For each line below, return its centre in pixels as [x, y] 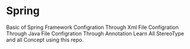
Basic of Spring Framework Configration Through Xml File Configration [92, 27]
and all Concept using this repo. [45, 40]
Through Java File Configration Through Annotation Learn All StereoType [95, 33]
